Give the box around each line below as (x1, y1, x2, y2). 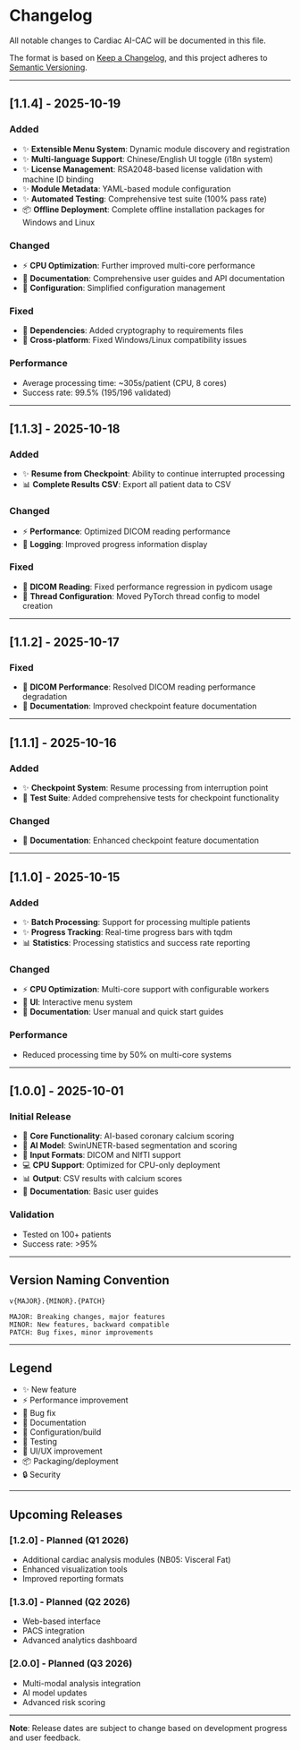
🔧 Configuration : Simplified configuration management (21, 282, 226, 293)
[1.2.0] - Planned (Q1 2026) (9, 1533, 129, 1546)
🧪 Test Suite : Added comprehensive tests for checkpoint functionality (21, 793, 279, 803)
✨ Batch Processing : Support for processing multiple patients (21, 917, 251, 928)
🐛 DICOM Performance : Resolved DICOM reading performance (21, 682, 256, 692)
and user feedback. (9, 1732, 81, 1743)
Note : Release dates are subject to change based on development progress (9, 1722, 287, 1733)
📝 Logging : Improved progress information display (21, 538, 208, 549)
